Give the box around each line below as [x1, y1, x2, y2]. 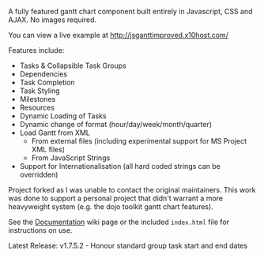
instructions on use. [8, 226, 73, 235]
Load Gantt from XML [19, 128, 91, 137]
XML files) [31, 145, 66, 154]
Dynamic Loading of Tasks [19, 111, 107, 121]
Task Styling [19, 86, 61, 95]
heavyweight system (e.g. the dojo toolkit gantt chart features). [8, 202, 213, 211]
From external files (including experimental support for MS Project [31, 136, 247, 145]
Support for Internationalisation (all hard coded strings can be [19, 162, 221, 170]
